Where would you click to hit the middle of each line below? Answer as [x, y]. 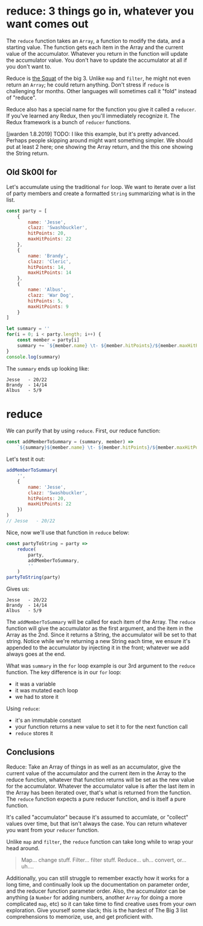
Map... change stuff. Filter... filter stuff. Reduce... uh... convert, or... [104, 860]
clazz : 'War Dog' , [51, 295]
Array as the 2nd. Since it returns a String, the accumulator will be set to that [101, 635]
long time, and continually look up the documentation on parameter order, [98, 884]
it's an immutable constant [48, 720]
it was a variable [35, 684]
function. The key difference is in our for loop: [64, 672]
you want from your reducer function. [53, 830]
